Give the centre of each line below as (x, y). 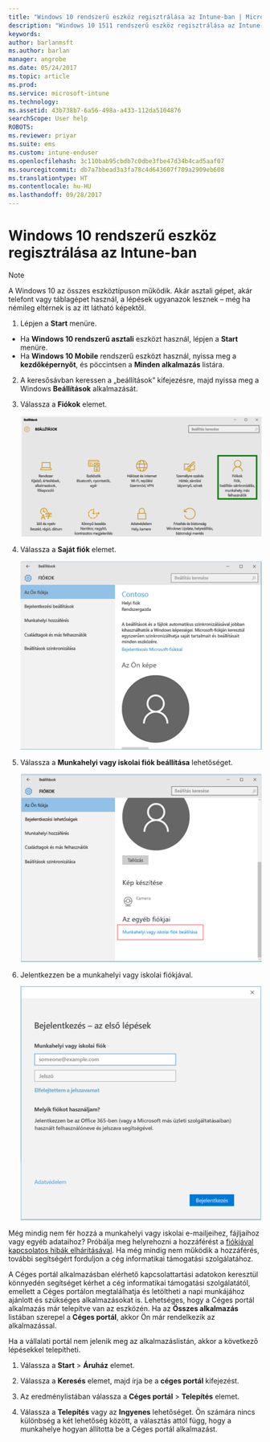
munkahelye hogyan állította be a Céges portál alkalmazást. (119, 1429)
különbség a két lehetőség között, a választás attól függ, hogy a (125, 1420)
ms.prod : (23, 84)
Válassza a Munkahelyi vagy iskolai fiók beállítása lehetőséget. (126, 762)
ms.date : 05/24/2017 (43, 68)
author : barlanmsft (41, 43)
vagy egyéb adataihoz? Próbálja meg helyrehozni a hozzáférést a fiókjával (131, 1241)
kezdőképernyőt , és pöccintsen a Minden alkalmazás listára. (122, 364)
